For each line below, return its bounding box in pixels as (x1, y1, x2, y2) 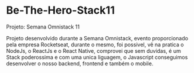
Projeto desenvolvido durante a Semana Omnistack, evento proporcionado (6, 34, 189, 42)
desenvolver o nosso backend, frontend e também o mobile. (6, 60, 154, 67)
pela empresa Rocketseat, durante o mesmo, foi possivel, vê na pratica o (6, 41, 184, 48)
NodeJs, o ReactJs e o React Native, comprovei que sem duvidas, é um (6, 47, 181, 54)
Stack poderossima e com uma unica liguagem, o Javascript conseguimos (6, 53, 188, 61)
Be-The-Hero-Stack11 (6, 4, 115, 17)
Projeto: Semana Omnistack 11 (6, 23, 80, 30)
